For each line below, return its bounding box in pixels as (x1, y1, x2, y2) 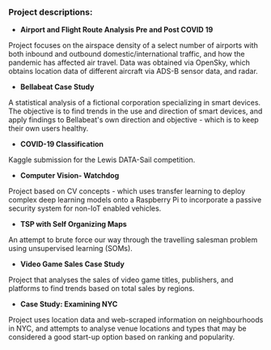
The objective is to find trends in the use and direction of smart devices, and (8, 106, 263, 116)
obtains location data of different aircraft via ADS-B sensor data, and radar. (8, 66, 259, 76)
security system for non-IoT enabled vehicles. (8, 203, 162, 213)
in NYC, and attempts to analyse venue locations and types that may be (8, 323, 247, 334)
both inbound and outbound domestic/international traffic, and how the (8, 49, 245, 59)
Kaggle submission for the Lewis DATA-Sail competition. (8, 155, 196, 164)
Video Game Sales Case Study (19, 259, 125, 269)
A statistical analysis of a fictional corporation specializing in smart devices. (8, 98, 261, 108)
